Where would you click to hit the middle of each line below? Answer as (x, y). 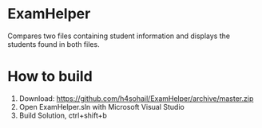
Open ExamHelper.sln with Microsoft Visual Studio (101, 107)
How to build (50, 77)
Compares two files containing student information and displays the (119, 36)
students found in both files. (54, 44)
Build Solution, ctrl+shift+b (63, 115)
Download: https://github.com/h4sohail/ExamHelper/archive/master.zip (136, 98)
